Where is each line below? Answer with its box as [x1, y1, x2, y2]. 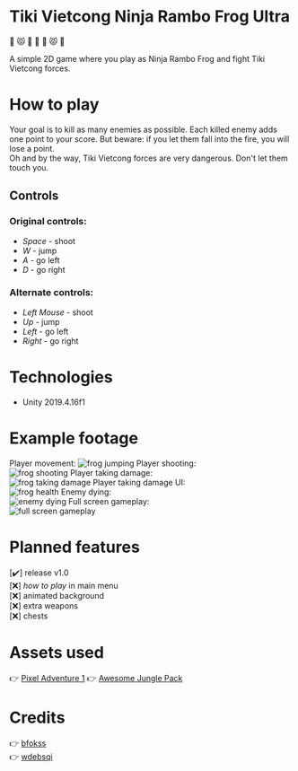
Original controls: [9, 215, 87, 228]
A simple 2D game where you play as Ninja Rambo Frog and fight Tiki [9, 53, 266, 64]
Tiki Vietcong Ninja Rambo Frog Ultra [9, 6, 290, 27]
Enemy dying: [60, 486, 112, 497]
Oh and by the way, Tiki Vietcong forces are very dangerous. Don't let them [9, 153, 289, 163]
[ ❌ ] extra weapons [9, 600, 79, 611]
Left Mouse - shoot [22, 307, 94, 318]
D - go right [22, 264, 66, 275]
